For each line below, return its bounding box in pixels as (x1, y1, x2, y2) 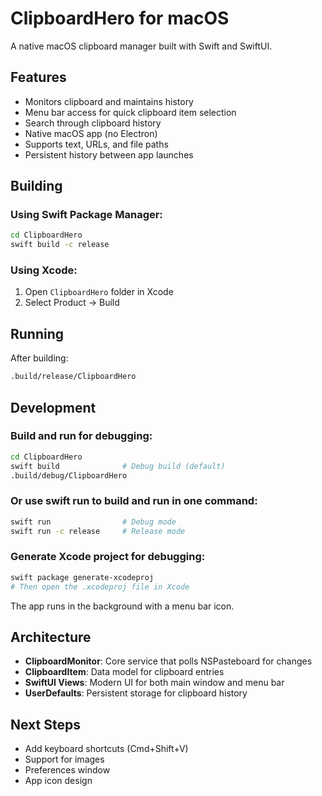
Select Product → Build (24, 297, 120, 309)
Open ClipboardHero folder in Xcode (24, 286, 174, 298)
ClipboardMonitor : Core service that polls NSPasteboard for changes (24, 655, 313, 667)
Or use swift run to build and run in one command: (10, 494, 258, 508)
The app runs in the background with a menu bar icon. (10, 600, 235, 612)
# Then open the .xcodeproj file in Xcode (10, 582, 190, 592)
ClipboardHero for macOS (10, 7, 230, 30)
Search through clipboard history (24, 117, 162, 129)
